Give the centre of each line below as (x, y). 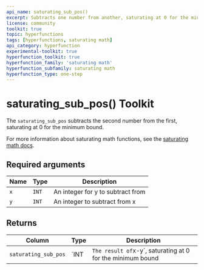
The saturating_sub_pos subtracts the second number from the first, (92, 121)
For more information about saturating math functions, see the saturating (97, 139)
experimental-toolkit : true (42, 52)
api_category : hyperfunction (43, 46)
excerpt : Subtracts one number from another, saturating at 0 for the (97, 18)
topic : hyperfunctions (35, 35)
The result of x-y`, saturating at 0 (141, 251)
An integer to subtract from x (95, 202)
